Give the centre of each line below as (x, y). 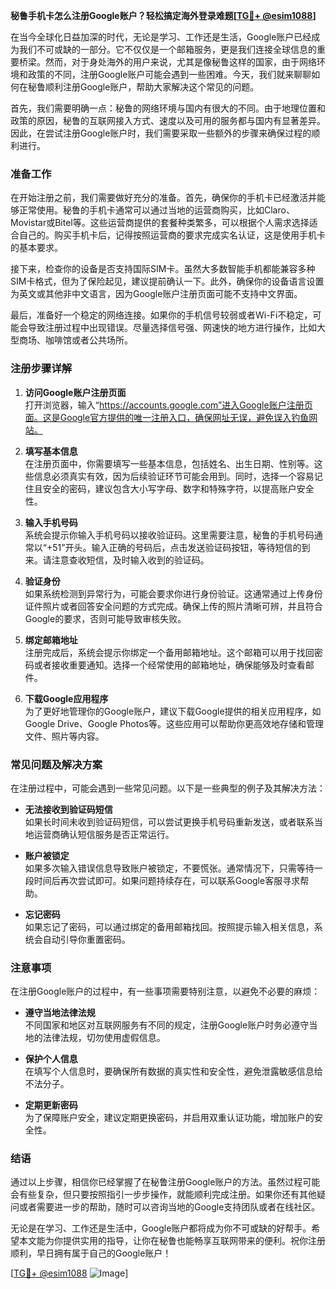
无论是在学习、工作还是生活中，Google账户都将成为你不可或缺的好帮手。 (161, 1228)
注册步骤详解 (41, 369)
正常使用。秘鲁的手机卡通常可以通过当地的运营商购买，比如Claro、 (156, 210)
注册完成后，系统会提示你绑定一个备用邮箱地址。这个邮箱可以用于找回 (169, 652)
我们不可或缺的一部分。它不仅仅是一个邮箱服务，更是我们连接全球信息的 (167, 49)
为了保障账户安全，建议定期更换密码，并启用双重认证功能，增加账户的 (169, 1118)
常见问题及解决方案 (56, 764)
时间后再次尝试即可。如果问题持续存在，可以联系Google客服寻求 (167, 880)
